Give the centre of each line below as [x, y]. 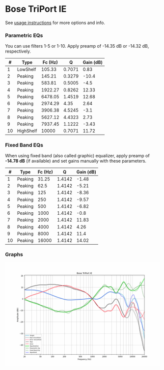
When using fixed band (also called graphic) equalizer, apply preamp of [77, 156]
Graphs [14, 255]
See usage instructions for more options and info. [55, 23]
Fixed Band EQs [24, 145]
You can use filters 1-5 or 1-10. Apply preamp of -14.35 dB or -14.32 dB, [77, 46]
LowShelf [27, 69]
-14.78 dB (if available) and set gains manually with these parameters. [76, 161]
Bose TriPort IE [36, 9]
